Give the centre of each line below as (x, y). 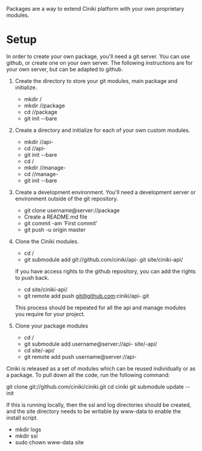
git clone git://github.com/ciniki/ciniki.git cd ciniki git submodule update (95, 386)
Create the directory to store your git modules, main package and (96, 81)
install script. (22, 418)
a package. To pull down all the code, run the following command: (88, 375)
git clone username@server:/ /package (72, 210)
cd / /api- (35, 148)
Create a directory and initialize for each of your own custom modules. (103, 130)
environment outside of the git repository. (67, 199)
